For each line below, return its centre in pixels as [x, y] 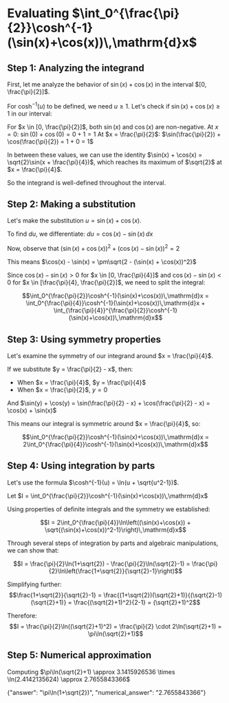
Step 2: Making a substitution [72, 204]
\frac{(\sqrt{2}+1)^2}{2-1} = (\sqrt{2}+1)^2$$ [137, 602]
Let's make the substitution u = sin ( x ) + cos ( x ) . [75, 221]
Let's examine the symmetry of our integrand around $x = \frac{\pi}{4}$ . [110, 355]
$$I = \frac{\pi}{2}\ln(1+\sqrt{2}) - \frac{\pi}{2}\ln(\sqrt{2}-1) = [102, 563]
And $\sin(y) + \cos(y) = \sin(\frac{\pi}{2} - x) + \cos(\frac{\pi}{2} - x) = [109, 403]
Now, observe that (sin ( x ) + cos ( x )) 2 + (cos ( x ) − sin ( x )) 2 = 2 [94, 248]
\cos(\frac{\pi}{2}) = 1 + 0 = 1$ [51, 141]
